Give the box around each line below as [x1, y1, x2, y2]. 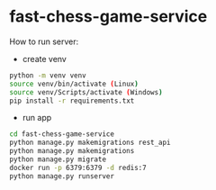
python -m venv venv [9, 70, 87, 80]
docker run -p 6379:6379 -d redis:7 [9, 163, 147, 172]
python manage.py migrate [9, 155, 106, 164]
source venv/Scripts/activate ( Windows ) [9, 87, 164, 96]
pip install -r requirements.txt [9, 96, 135, 105]
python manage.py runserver [9, 171, 115, 181]
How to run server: [9, 36, 79, 47]
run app [22, 113, 52, 123]
